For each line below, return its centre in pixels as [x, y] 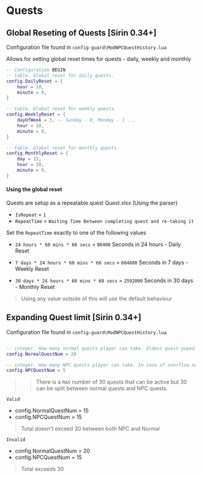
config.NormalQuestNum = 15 [52, 411]
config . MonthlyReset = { [37, 153]
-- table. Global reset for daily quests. [60, 75]
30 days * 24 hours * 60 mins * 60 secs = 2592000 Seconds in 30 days [104, 280]
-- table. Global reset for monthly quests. [63, 148]
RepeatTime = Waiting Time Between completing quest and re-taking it [104, 221]
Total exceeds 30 [42, 469]
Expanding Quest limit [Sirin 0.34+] [74, 317]
